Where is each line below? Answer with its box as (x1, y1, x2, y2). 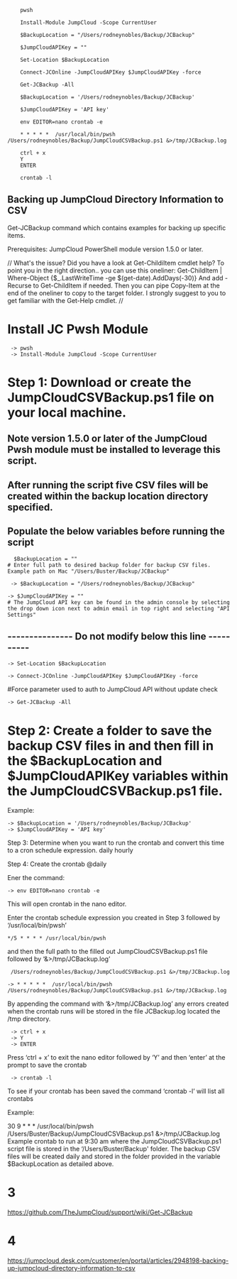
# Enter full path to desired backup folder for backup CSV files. (7, 561, 211, 569)
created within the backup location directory (7, 490, 209, 502)
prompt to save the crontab (7, 1061, 87, 1070)
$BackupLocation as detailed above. (7, 1160, 114, 1168)
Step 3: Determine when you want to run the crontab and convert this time (7, 838, 225, 847)
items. (7, 231, 26, 239)
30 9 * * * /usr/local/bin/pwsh (7, 1122, 94, 1131)
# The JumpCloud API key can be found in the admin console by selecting (7, 598, 231, 606)
